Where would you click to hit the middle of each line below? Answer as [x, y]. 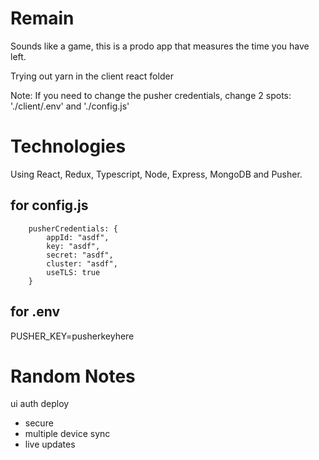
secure [39, 423]
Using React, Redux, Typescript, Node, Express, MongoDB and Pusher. [156, 174]
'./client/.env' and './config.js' [70, 106]
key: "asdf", [73, 246]
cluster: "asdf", [82, 263]
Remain [42, 18]
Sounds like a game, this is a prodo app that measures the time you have [160, 46]
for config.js [49, 205]
